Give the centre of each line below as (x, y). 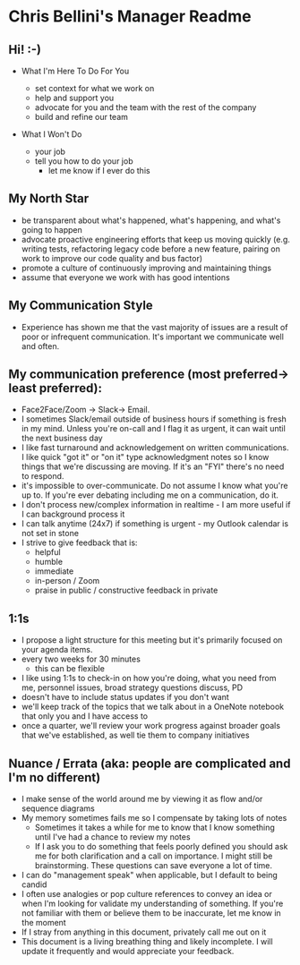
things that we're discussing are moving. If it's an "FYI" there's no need (153, 466)
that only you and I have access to (85, 716)
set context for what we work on (94, 88)
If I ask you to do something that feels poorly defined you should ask (161, 847)
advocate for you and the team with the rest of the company (146, 107)
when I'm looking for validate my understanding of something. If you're (152, 904)
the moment (43, 923)
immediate (54, 571)
